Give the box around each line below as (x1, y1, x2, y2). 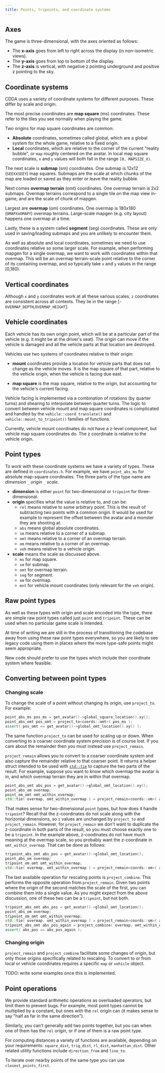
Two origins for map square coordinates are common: (5, 126, 114, 132)
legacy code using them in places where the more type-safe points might (5, 640, 153, 646)
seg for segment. (19, 572, 54, 578)
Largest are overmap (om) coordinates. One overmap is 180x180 (5, 205, 136, 211)
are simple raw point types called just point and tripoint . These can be (5, 615, 151, 621)
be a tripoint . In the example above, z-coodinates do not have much (5, 832, 146, 838)
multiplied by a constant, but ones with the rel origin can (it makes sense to (5, 1008, 159, 1014)
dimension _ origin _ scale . (5, 479, 59, 485)
